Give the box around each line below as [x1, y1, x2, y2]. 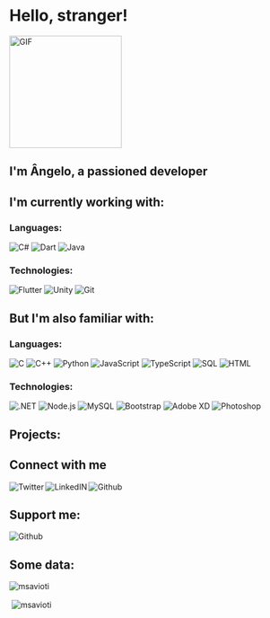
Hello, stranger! [9, 5, 128, 26]
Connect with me [9, 457, 108, 472]
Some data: [9, 557, 74, 572]
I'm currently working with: [9, 194, 165, 209]
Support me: [9, 507, 81, 522]
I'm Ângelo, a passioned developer [9, 163, 208, 180]
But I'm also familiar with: [9, 311, 154, 326]
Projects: [9, 427, 61, 442]
